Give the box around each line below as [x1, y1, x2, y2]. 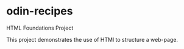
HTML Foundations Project [6, 24, 74, 31]
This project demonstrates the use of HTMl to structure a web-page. [6, 36, 179, 43]
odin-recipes [6, 4, 73, 18]
